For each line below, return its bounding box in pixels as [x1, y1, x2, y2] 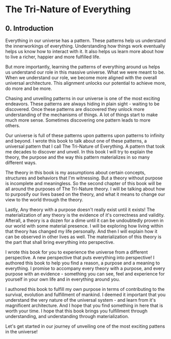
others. [5, 123, 20, 128]
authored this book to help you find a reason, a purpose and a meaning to [5, 260, 160, 266]
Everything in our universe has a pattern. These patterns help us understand [5, 37, 166, 43]
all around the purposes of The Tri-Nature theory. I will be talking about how [5, 186, 165, 192]
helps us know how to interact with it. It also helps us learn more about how [5, 49, 164, 54]
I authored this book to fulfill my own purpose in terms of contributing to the [5, 286, 165, 292]
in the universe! [5, 329, 38, 334]
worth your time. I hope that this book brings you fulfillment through [5, 308, 148, 314]
